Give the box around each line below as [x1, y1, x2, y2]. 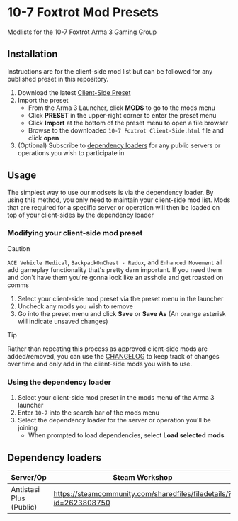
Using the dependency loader [7, 377, 112, 387]
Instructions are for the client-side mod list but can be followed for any [7, 67, 213, 75]
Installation [7, 48, 58, 60]
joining [17, 423, 38, 432]
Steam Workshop [113, 472, 173, 482]
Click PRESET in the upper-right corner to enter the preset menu [28, 111, 217, 119]
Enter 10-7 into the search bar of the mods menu [17, 408, 159, 417]
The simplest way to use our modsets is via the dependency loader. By [7, 188, 214, 196]
